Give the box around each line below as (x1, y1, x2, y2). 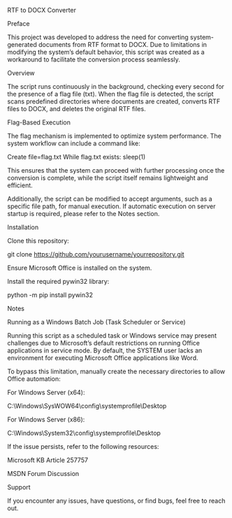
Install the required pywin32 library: (7, 278, 110, 285)
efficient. (7, 181, 33, 189)
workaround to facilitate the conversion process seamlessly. (7, 55, 180, 64)
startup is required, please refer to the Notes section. (7, 210, 160, 217)
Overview (7, 69, 35, 77)
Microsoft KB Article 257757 (7, 456, 89, 464)
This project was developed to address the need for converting (7, 33, 189, 41)
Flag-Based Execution (7, 118, 71, 127)
